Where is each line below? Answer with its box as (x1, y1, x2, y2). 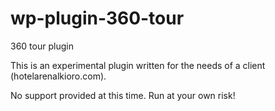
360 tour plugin (10, 40, 74, 52)
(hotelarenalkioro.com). (10, 70, 107, 82)
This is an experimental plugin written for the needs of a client (10, 59, 266, 71)
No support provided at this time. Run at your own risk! (10, 89, 236, 101)
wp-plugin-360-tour (10, 7, 185, 30)
